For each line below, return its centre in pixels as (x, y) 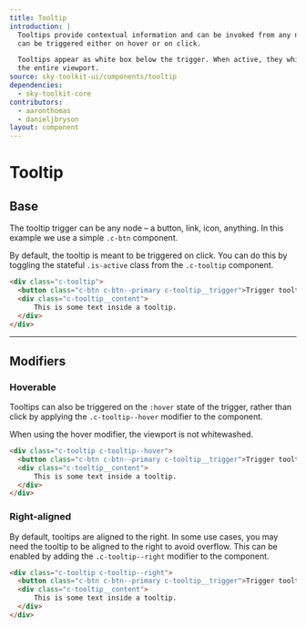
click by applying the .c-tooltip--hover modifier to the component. (136, 417)
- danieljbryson (48, 119)
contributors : (36, 102)
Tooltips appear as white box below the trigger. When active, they (150, 60)
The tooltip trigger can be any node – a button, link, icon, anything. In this (147, 228)
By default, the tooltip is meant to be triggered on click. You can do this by (148, 255)
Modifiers (38, 361)
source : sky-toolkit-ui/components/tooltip (93, 77)
